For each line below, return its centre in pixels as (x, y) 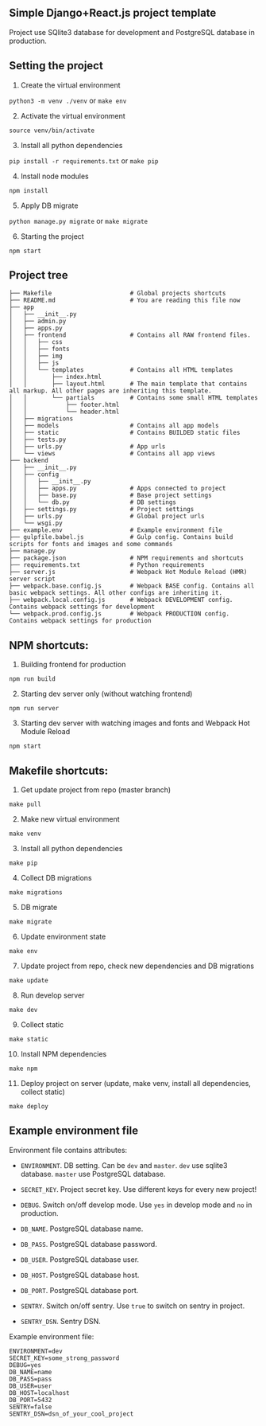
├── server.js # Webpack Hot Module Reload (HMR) (128, 572)
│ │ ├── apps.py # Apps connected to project (118, 489)
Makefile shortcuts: (59, 770)
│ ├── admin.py (38, 322)
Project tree (39, 275)
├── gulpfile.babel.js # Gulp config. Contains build (121, 537)
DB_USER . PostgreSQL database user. (80, 1259)
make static (29, 1039)
